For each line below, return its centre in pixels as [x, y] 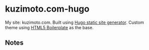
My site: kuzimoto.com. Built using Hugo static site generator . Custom [74, 22]
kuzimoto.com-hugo [47, 9]
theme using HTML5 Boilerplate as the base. [49, 27]
